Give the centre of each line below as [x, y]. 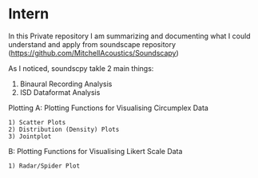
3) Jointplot [30, 136]
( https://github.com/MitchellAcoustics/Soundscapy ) [94, 53]
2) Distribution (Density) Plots [64, 129]
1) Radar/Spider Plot [44, 166]
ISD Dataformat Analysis [60, 92]
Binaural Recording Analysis [66, 84]
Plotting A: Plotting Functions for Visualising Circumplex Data [109, 108]
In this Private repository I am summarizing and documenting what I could [129, 36]
